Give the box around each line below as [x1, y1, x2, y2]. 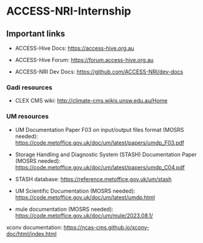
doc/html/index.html [6, 230, 57, 238]
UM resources [6, 112, 49, 121]
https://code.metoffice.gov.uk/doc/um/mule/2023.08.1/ [15, 211, 153, 219]
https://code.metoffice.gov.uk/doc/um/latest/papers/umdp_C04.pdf [15, 163, 185, 171]
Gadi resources [6, 83, 53, 92]
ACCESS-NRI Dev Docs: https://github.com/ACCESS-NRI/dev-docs [15, 68, 184, 75]
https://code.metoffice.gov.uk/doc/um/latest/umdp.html [15, 193, 155, 201]
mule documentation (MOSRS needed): [15, 205, 114, 213]
